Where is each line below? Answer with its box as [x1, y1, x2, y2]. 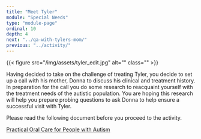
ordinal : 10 [6, 25, 36, 32]
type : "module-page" [6, 20, 58, 26]
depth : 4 [6, 31, 28, 37]
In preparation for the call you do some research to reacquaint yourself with [6, 83, 193, 90]
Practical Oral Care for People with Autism [6, 126, 110, 133]
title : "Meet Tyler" [6, 8, 58, 15]
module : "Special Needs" [6, 14, 68, 20]
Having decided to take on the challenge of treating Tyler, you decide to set [6, 70, 193, 78]
